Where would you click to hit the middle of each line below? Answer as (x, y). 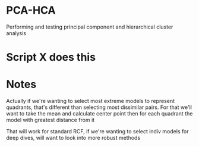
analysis (16, 33)
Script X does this (51, 57)
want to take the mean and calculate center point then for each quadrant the (99, 114)
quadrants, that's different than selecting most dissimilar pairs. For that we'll (99, 107)
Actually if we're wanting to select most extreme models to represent (91, 101)
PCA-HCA (31, 10)
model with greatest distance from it (50, 120)
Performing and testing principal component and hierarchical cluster (90, 27)
